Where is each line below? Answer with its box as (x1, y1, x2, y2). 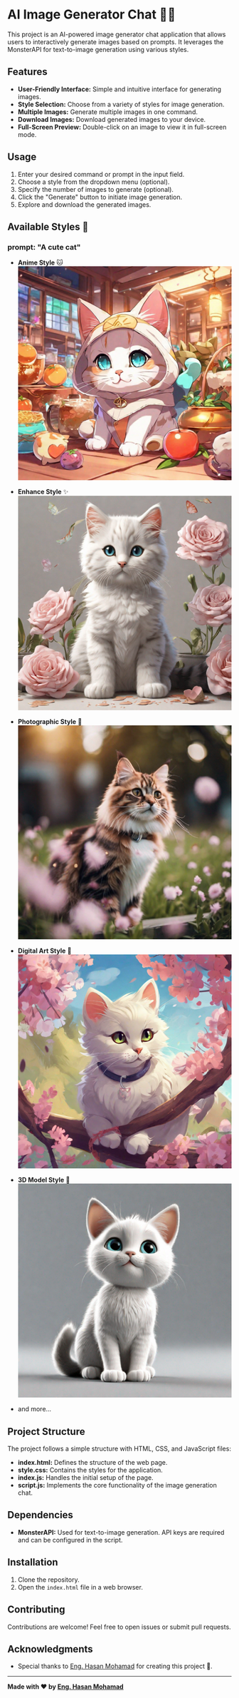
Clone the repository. (17, 1575, 80, 1584)
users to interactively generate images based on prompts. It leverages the (7, 37, 224, 46)
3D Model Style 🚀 (17, 1176, 70, 1185)
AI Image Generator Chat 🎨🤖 (7, 6, 176, 23)
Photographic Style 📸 (17, 717, 83, 726)
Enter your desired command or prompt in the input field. (17, 170, 185, 178)
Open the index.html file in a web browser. (17, 1582, 144, 1591)
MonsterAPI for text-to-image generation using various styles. (7, 45, 189, 53)
